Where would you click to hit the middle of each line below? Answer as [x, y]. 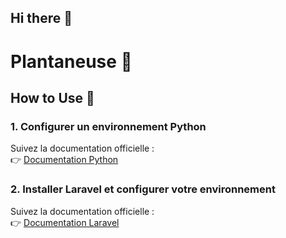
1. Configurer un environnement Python [108, 126]
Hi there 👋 [41, 18]
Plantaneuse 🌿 [71, 61]
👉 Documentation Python [64, 160]
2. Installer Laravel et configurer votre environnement [143, 189]
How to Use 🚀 [52, 97]
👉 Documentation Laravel [65, 222]
